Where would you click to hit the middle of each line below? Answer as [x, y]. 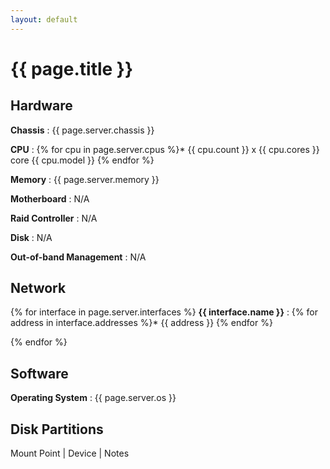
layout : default [44, 19]
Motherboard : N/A [50, 198]
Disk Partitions [57, 429]
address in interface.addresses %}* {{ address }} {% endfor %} [141, 323]
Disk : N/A [31, 237]
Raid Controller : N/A [54, 218]
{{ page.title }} [72, 68]
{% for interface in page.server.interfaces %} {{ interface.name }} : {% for [164, 312]
